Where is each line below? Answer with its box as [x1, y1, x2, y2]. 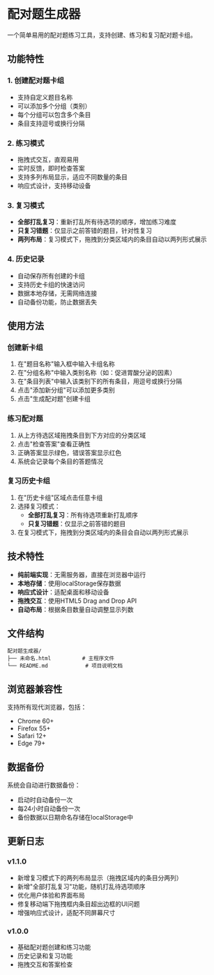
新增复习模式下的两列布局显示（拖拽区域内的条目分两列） [17, 873, 183, 882]
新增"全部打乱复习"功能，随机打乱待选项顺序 [17, 882, 146, 891]
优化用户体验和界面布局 [17, 891, 85, 899]
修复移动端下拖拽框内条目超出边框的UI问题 [17, 900, 140, 908]
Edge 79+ [17, 739, 46, 748]
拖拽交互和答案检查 [17, 960, 73, 969]
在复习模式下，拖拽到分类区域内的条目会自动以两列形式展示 [17, 528, 189, 537]
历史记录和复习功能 [17, 952, 73, 960]
